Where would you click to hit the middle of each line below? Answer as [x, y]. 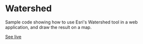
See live [13, 37]
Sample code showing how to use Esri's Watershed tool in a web [71, 22]
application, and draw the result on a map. [49, 27]
